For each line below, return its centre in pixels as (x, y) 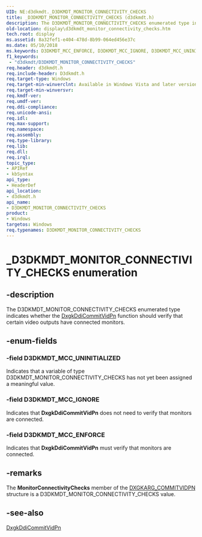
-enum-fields (32, 341)
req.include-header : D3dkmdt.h (45, 73)
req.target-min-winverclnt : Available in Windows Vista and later (91, 85)
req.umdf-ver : (24, 101)
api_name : (19, 202)
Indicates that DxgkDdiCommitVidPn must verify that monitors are (89, 448)
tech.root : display (31, 34)
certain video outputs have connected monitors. (66, 322)
